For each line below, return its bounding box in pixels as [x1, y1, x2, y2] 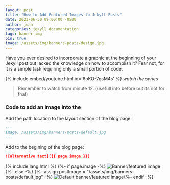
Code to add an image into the [5, 103, 81, 110]
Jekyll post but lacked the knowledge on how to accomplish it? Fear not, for [5, 60, 164, 66]
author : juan [5, 21, 33, 27]
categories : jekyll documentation [5, 27, 79, 32]
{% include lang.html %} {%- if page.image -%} [5, 163, 106, 169]
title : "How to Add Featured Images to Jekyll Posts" [5, 12, 123, 17]
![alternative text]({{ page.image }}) [5, 154, 90, 159]
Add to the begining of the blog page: [5, 144, 84, 150]
